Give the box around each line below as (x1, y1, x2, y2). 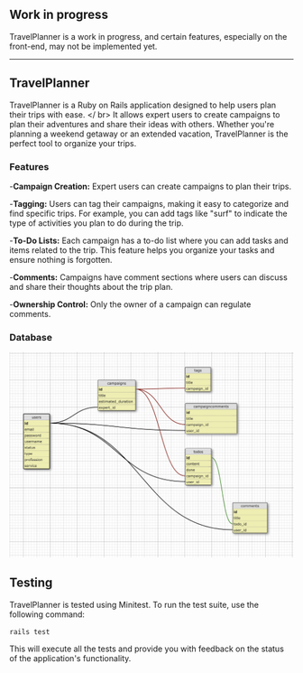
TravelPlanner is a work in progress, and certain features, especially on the (9, 31, 288, 42)
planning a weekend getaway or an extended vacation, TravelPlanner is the (9, 128, 289, 139)
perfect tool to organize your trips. (9, 137, 137, 148)
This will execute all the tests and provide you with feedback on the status (9, 643, 284, 654)
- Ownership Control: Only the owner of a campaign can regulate (9, 298, 252, 310)
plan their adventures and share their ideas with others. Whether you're (9, 118, 275, 129)
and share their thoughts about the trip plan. (9, 281, 173, 292)
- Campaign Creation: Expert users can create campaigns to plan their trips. (9, 181, 292, 192)
